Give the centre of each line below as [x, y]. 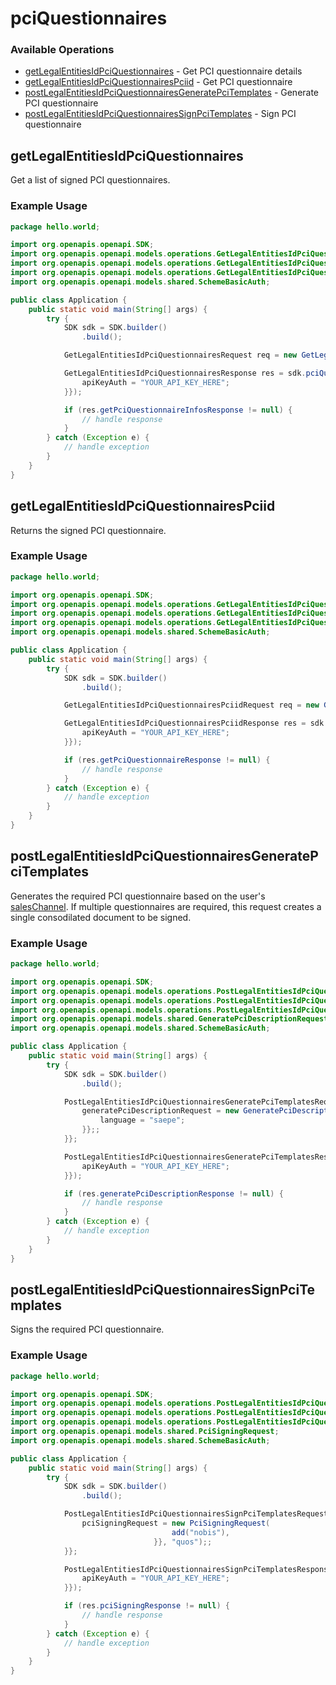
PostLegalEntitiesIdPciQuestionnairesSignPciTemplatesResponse [198, 1569]
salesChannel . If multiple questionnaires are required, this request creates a [166, 906]
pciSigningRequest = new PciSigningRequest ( [176, 1523]
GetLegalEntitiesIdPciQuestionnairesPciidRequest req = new [191, 705]
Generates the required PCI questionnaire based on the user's [138, 896]
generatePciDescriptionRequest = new [160, 1111]
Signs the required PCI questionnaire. [87, 1329]
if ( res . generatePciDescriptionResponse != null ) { [173, 1193]
